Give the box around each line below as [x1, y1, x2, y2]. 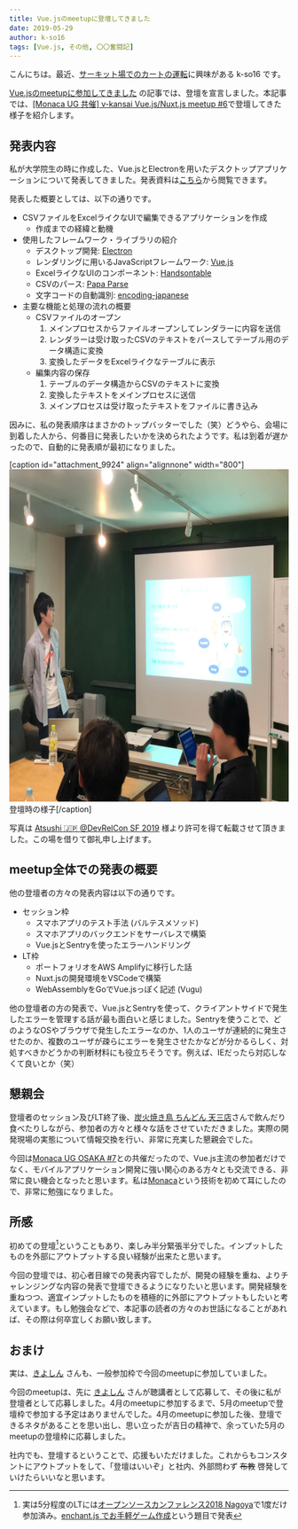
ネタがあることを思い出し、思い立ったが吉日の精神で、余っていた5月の [24, 1419, 286, 1431]
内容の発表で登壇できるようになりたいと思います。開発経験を [63, 1281, 288, 1291]
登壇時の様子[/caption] [9, 804, 92, 815]
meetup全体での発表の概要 [9, 862, 158, 878]
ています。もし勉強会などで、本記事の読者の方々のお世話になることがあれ [16, 1303, 288, 1314]
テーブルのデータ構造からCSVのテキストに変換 [48, 378, 220, 389]
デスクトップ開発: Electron [35, 246, 133, 256]
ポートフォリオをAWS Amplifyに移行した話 [35, 962, 192, 972]
